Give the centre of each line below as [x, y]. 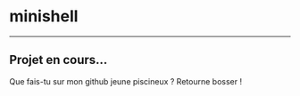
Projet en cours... [58, 60]
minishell [44, 16]
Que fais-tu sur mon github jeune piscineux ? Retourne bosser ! [126, 81]
